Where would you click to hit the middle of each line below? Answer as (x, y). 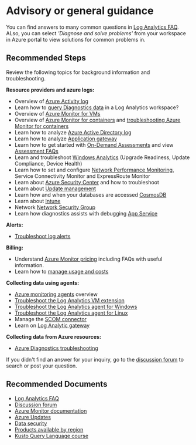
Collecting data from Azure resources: (54, 336)
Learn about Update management (55, 188)
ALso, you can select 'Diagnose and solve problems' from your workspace (96, 33)
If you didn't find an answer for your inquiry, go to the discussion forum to (95, 359)
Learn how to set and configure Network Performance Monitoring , (94, 170)
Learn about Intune (37, 201)
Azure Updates (33, 417)
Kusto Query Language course (51, 436)
